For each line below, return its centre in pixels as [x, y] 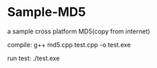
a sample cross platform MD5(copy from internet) [79, 31]
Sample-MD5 [47, 12]
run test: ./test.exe [34, 58]
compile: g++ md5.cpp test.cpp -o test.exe [69, 44]
